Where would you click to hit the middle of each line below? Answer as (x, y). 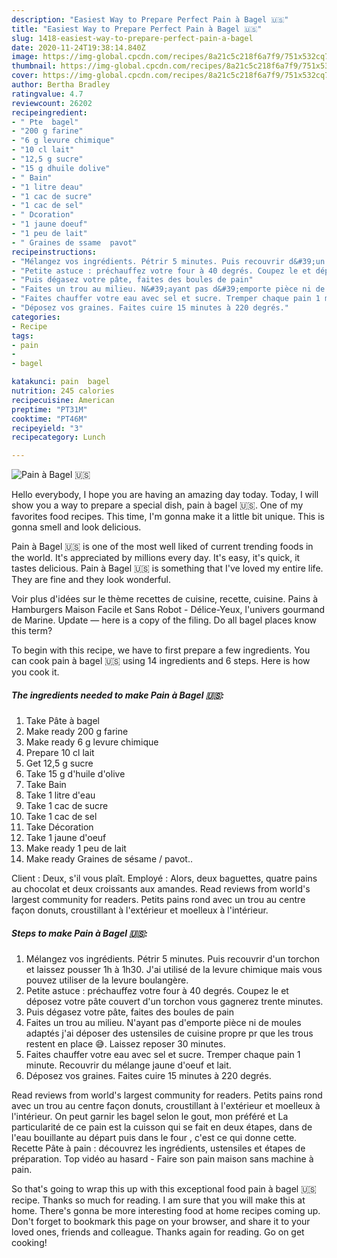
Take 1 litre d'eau (60, 795)
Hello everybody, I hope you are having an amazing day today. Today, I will (165, 495)
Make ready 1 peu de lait (76, 848)
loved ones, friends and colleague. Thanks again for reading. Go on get (158, 1232)
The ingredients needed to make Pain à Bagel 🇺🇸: (118, 695)
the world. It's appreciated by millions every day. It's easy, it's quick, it (156, 558)
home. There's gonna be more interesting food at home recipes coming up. (166, 1211)
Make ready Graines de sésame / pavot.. (109, 859)
